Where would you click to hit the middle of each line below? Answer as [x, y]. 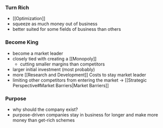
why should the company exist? [45, 109]
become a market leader [38, 53]
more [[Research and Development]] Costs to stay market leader [79, 75]
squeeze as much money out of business [55, 24]
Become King [22, 42]
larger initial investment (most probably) [54, 69]
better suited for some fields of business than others [67, 29]
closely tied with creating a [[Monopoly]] [54, 58]
